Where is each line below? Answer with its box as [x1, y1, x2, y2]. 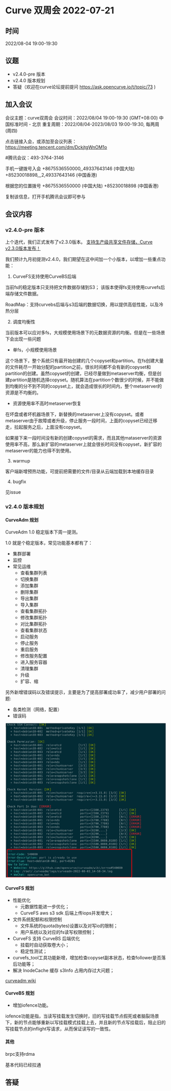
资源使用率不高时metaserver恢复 [12, 400, 81, 406]
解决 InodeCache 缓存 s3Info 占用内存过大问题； [12, 967, 115, 974]
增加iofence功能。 [12, 1002, 51, 1008]
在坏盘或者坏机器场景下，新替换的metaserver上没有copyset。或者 [5, 411, 144, 418]
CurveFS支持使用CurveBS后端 [12, 274, 76, 280]
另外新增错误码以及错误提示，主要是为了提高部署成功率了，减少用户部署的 [5, 689, 161, 695]
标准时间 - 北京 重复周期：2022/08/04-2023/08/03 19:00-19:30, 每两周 [9, 121, 159, 127]
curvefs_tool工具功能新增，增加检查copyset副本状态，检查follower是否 [12, 955, 161, 961]
